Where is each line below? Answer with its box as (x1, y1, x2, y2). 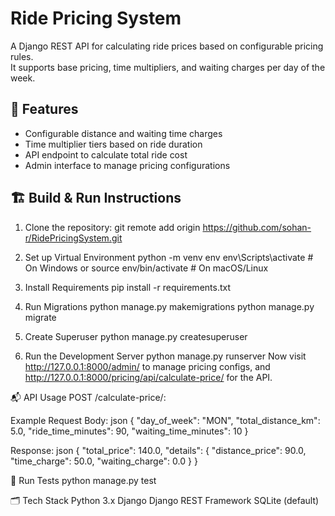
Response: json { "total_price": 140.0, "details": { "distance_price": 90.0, (10, 444, 307, 456)
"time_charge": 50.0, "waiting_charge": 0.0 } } (10, 455, 198, 467)
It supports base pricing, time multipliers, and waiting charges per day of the (10, 61, 326, 73)
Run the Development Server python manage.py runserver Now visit (24, 350, 307, 362)
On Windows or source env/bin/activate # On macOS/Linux (24, 262, 269, 274)
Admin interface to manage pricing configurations (24, 159, 231, 171)
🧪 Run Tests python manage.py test (10, 474, 157, 486)
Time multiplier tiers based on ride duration (24, 138, 203, 150)
